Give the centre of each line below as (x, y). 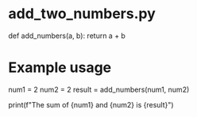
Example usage (60, 68)
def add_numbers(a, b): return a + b (67, 36)
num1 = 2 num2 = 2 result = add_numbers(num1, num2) (99, 89)
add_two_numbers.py (82, 14)
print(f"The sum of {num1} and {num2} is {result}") (91, 104)
